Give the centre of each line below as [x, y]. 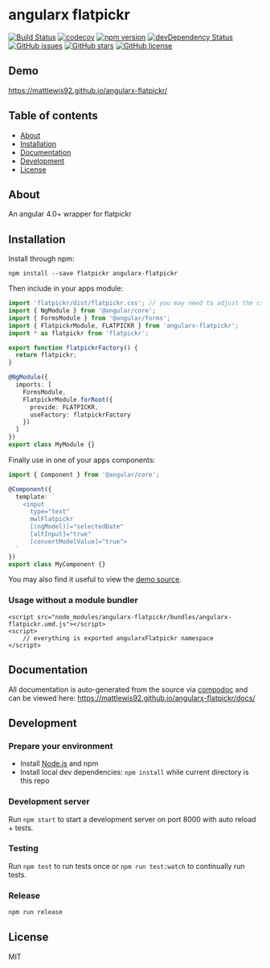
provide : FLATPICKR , [64, 407]
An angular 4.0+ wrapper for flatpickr [70, 214]
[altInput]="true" [60, 534]
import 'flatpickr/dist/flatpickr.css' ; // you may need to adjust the [131, 304]
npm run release [35, 912]
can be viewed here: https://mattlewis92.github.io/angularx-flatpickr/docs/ [132, 697]
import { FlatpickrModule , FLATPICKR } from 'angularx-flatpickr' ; [124, 325]
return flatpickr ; [47, 355]
